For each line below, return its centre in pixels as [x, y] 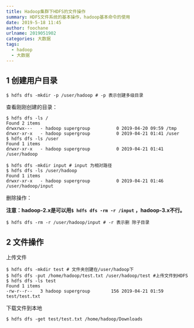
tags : [13, 45]
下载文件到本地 [24, 308]
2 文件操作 [25, 242]
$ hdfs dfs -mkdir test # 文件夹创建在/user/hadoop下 [70, 270]
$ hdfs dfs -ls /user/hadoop [42, 171]
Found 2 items [23, 123]
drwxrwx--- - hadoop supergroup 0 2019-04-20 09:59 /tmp [91, 129]
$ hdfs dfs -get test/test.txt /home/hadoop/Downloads [74, 319]
